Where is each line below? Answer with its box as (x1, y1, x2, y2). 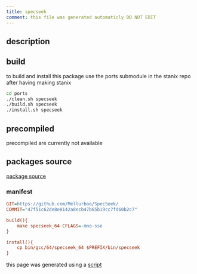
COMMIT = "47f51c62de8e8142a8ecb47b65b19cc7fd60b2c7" (6, 207, 137, 213)
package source (6, 173, 47, 180)
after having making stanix (6, 79, 72, 86)
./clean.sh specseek (6, 96, 58, 102)
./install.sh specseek (6, 107, 63, 113)
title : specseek (6, 8, 47, 15)
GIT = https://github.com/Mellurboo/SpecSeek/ (6, 201, 119, 207)
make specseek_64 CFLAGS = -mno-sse (17, 223, 103, 229)
